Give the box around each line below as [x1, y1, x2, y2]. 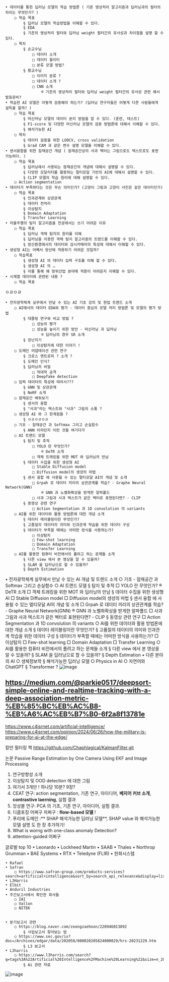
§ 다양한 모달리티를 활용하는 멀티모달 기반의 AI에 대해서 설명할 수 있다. [23, 170, 155, 175]
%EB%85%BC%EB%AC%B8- [5, 702, 102, 711]
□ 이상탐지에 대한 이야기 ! [32, 343, 80, 348]
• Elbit [5, 882, 22, 888]
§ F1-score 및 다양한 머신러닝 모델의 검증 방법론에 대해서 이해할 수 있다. [23, 122, 160, 127]
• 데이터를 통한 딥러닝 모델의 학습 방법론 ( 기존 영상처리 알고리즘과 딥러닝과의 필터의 [5, 5, 161, 10]
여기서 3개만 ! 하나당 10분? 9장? [12, 784, 75, 790]
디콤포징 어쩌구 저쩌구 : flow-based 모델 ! [12, 809, 96, 815]
